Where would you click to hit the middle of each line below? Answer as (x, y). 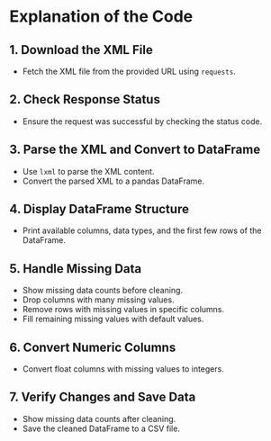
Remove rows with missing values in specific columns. (123, 310)
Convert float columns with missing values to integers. (123, 369)
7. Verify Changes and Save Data (103, 397)
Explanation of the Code (101, 17)
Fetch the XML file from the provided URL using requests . (129, 71)
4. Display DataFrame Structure (99, 209)
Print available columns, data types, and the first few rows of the (142, 230)
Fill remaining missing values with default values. (113, 319)
